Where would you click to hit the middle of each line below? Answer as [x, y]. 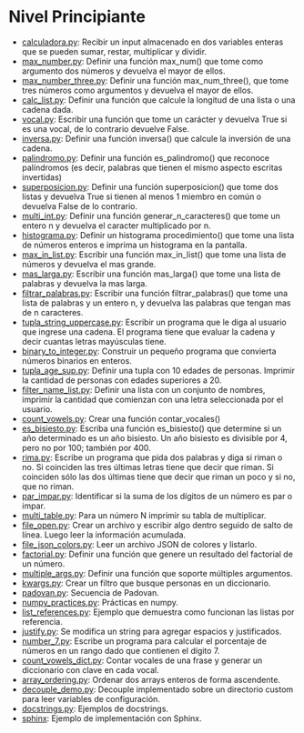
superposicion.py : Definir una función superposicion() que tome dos [150, 186]
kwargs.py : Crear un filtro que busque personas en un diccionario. [146, 583]
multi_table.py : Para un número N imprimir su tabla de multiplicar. [144, 515]
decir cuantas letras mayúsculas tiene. [94, 341]
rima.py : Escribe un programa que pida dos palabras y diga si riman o [152, 457]
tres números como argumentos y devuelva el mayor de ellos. [137, 90]
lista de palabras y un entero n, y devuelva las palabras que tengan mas [156, 303]
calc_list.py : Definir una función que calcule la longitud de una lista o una [158, 100]
